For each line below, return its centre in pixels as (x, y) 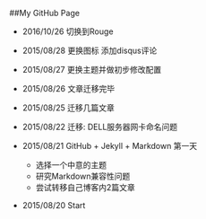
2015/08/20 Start (54, 205)
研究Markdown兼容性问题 (83, 176)
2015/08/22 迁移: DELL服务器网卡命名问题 (100, 127)
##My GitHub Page (45, 13)
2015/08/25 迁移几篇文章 (68, 108)
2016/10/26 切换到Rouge (68, 31)
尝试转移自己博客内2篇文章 (86, 187)
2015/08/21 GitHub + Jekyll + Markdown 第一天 (110, 146)
